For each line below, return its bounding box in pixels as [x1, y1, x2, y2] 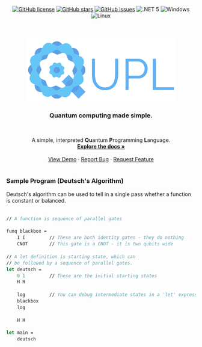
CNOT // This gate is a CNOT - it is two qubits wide [17, 241, 173, 247]
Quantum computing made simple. [49, 111, 153, 120]
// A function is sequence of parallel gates [6, 215, 122, 222]
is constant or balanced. [6, 197, 66, 204]
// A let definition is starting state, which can [6, 253, 136, 260]
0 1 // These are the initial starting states [17, 272, 158, 279]
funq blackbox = [6, 229, 47, 235]
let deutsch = [6, 266, 42, 272]
